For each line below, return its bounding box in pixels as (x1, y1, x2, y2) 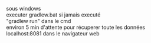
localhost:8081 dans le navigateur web (6, 30, 100, 37)
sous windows (6, 5, 41, 12)
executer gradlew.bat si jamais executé (6, 11, 101, 18)
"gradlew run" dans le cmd (6, 18, 71, 24)
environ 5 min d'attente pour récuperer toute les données (6, 24, 146, 31)
